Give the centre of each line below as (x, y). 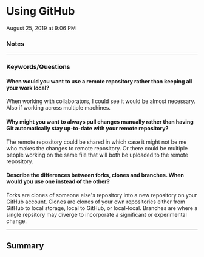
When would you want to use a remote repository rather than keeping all (99, 81)
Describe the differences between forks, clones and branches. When (95, 175)
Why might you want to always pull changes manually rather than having (100, 121)
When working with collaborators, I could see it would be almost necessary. (101, 101)
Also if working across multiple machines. (59, 108)
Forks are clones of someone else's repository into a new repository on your (102, 195)
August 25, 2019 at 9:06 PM (41, 28)
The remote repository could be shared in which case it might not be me (97, 142)
